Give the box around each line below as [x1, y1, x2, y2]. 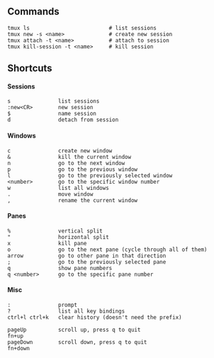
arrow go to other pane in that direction [7, 252, 167, 259]
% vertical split [7, 227, 103, 235]
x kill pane [7, 240, 87, 247]
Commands [7, 6, 60, 18]
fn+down [7, 345, 30, 352]
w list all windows [7, 184, 110, 191]
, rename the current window [7, 196, 138, 204]
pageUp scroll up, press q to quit [7, 326, 141, 334]
